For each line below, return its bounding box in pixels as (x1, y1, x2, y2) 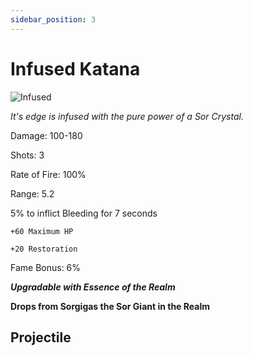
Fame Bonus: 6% (10, 261, 82, 273)
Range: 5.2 (10, 187, 55, 200)
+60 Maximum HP (10, 226, 74, 236)
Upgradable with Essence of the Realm (10, 281, 176, 293)
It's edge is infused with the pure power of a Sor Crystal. (10, 110, 244, 122)
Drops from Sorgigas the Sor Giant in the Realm (10, 300, 210, 312)
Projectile (10, 329, 72, 346)
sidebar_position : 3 (10, 14, 97, 25)
